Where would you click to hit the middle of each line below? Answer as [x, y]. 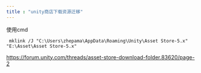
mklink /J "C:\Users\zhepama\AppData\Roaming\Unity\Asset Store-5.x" [98, 41]
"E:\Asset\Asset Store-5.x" [42, 46]
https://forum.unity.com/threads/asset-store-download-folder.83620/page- [100, 57]
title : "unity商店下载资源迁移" [45, 12]
